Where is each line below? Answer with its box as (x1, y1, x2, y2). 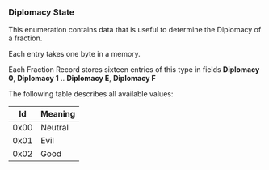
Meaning (40, 108, 76, 120)
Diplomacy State (8, 6, 75, 18)
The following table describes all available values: (8, 89, 174, 99)
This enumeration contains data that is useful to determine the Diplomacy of (8, 25, 262, 35)
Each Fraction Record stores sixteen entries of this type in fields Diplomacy (8, 65, 260, 74)
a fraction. (8, 33, 43, 43)
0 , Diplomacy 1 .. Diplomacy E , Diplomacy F (8, 74, 156, 83)
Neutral (40, 122, 69, 134)
